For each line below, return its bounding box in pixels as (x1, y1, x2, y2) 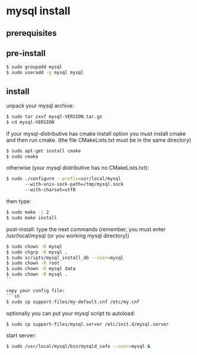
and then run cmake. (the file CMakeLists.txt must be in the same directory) (6, 136, 192, 143)
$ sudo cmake (6, 154, 39, 160)
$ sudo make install (6, 215, 58, 221)
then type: (6, 198, 32, 205)
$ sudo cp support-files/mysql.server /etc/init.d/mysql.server (6, 321, 169, 327)
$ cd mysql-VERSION (6, 119, 55, 125)
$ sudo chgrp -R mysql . (6, 249, 68, 255)
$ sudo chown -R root (6, 260, 60, 267)
